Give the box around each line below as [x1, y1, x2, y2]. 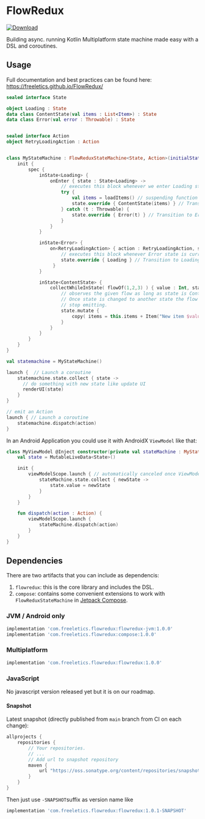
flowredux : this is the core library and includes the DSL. [15, 583, 154, 591]
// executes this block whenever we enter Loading [60, 184, 192, 190]
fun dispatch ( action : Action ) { [17, 510, 103, 516]
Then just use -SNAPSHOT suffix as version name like [6, 796, 134, 803]
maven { [28, 762, 48, 768]
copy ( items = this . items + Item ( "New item [71, 313, 184, 319]
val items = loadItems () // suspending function [71, 195, 198, 201]
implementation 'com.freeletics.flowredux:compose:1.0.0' [6, 631, 157, 638]
